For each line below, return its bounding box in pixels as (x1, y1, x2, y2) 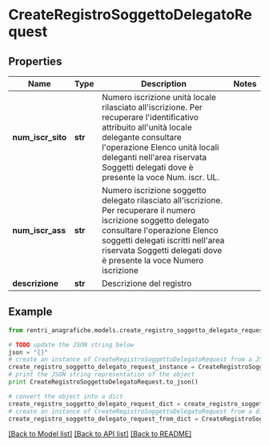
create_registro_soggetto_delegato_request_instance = (8, 363, 195, 372)
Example (8, 305, 53, 319)
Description (141, 78, 187, 89)
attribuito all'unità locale (101, 122, 192, 133)
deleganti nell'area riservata (101, 152, 207, 163)
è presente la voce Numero (101, 255, 204, 266)
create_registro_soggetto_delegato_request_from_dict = (8, 415, 199, 423)
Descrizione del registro (101, 278, 192, 289)
